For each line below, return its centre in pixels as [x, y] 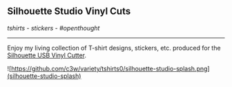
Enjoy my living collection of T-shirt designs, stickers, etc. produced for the [114, 48]
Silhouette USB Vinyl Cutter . [47, 55]
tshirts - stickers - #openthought [54, 28]
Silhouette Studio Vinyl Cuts [69, 11]
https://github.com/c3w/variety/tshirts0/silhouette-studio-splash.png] [110, 68]
